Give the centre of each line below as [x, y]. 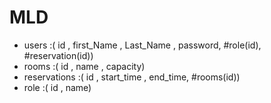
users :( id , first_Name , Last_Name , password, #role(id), [142, 45]
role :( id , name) [57, 87]
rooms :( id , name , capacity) [84, 66]
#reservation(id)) [58, 55]
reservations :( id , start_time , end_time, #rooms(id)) [132, 77]
